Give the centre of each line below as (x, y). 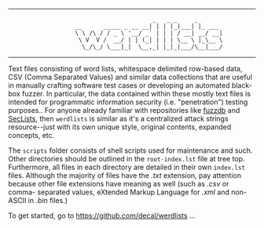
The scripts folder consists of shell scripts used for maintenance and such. (130, 150)
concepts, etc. (31, 135)
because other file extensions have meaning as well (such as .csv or (119, 184)
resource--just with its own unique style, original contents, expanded (120, 127)
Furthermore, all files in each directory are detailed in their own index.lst (127, 167)
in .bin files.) (48, 200)
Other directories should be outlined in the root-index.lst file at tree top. (126, 159)
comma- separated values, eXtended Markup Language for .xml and (119, 192)
